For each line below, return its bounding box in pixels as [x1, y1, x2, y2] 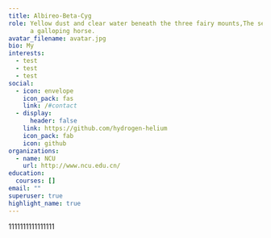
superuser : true [8, 191, 63, 200]
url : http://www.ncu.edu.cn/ [23, 162, 121, 170]
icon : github [23, 139, 67, 148]
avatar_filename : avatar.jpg [8, 34, 106, 43]
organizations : [8, 147, 60, 155]
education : [8, 169, 45, 177]
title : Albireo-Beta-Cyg [8, 11, 92, 20]
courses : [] [15, 177, 56, 186]
